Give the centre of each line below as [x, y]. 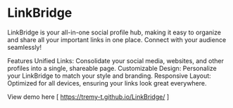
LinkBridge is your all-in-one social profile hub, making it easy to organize [114, 32]
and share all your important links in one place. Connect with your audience [117, 39]
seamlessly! [25, 47]
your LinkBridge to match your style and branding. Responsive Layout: [109, 76]
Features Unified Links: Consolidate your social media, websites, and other [115, 60]
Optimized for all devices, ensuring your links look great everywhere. [107, 83]
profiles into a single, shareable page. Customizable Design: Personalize [112, 68]
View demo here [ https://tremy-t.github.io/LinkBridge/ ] [88, 97]
